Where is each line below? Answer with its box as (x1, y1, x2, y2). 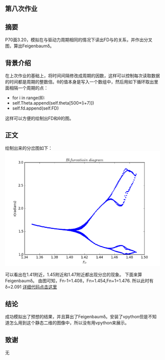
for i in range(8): (12, 95, 46, 101)
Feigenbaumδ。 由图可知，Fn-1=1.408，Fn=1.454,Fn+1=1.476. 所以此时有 (5, 278, 154, 284)
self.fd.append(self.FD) (12, 105, 59, 111)
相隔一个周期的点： (9, 85, 48, 91)
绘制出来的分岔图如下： (5, 145, 53, 151)
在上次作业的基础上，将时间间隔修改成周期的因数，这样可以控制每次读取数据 (5, 73, 160, 79)
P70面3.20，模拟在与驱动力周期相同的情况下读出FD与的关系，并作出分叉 (5, 37, 153, 43)
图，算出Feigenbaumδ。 (5, 43, 55, 49)
